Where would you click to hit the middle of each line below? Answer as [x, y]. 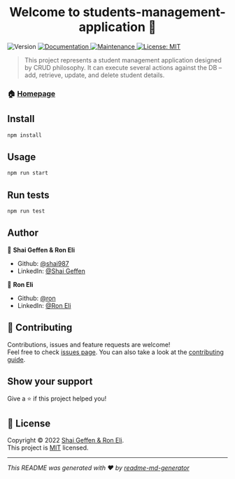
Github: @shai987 [43, 263]
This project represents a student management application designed [123, 60]
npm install [24, 135]
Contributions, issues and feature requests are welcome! [89, 344]
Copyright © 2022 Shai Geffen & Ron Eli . [66, 440]
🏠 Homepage [31, 93]
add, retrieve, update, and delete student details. [94, 75]
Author [23, 233]
